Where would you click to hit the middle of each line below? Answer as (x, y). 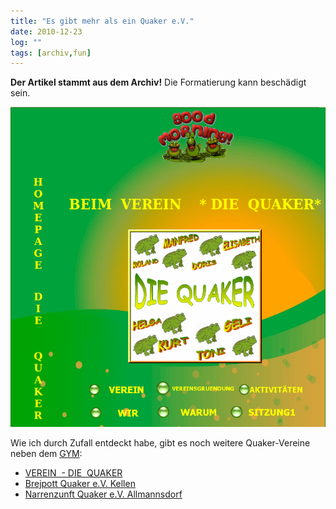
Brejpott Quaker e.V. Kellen (80, 484)
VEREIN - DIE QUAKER (73, 473)
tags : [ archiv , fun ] (51, 53)
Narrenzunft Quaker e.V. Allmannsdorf (103, 494)
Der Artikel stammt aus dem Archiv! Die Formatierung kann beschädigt (158, 82)
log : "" (26, 42)
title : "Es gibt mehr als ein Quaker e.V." (102, 21)
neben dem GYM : (46, 454)
